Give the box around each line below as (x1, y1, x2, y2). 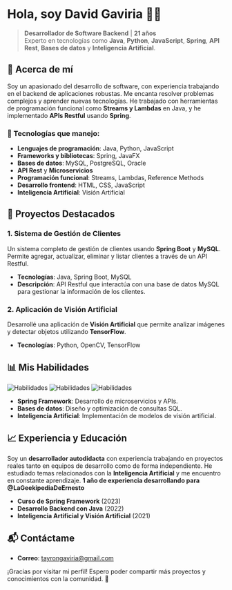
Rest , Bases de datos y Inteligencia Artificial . (23, 43, 156, 52)
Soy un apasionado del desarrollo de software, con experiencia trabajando (7, 82, 220, 90)
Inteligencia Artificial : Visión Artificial (17, 188, 126, 197)
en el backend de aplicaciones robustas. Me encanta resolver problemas (7, 89, 214, 97)
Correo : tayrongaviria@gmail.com (17, 554, 114, 562)
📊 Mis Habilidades (7, 362, 90, 373)
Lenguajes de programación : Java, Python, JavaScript (17, 144, 174, 153)
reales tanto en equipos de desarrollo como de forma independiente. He (7, 462, 213, 470)
